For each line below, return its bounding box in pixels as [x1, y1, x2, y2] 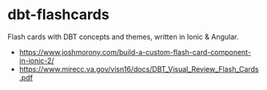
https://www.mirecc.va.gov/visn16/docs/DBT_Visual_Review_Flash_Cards [18, 64, 259, 73]
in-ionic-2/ [18, 56, 54, 65]
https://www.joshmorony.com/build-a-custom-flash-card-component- [18, 47, 252, 57]
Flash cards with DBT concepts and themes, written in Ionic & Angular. [7, 32, 239, 41]
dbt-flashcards [7, 6, 110, 24]
